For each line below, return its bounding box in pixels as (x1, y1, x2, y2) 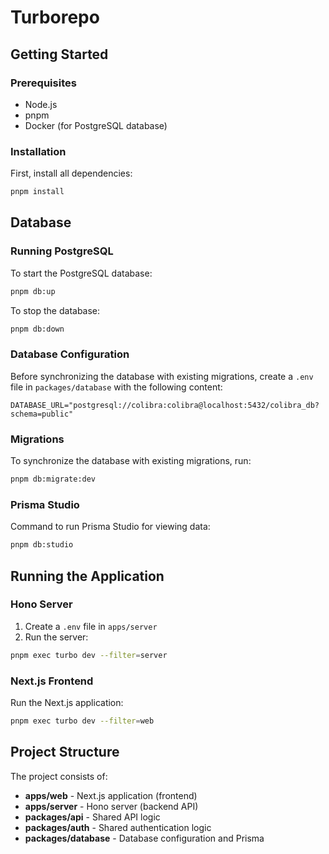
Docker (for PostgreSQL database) (24, 119, 168, 131)
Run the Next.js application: (10, 696, 124, 708)
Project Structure (10, 744, 120, 761)
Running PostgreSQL (10, 244, 114, 258)
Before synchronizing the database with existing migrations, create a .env (10, 370, 314, 382)
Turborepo (10, 6, 100, 29)
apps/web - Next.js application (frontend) (24, 789, 198, 801)
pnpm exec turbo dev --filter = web (10, 716, 155, 726)
